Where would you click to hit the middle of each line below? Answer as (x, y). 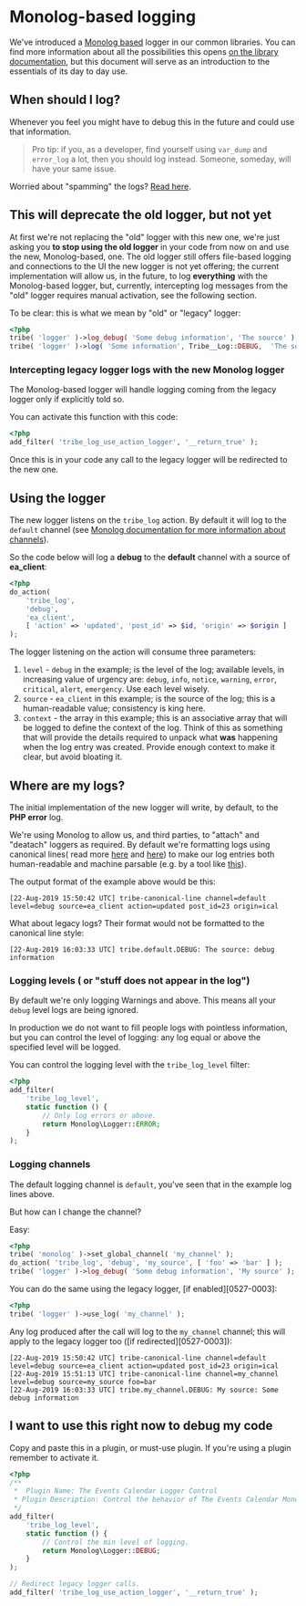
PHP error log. (36, 817)
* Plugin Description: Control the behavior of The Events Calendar (146, 1500)
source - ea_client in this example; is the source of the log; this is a (149, 699)
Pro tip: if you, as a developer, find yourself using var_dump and (149, 149)
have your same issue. (74, 168)
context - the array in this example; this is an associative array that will (155, 718)
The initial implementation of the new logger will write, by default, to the (144, 807)
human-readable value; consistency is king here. (114, 708)
